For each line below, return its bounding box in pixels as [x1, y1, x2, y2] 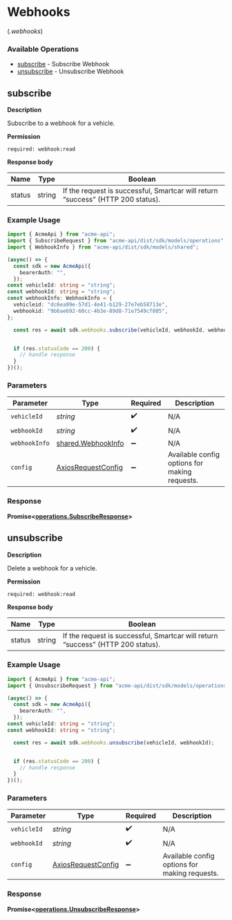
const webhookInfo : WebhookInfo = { [7, 295, 113, 302]
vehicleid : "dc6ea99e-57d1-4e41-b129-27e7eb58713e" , [13, 301, 168, 308]
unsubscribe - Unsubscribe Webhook [17, 67, 124, 76]
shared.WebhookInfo [56, 439, 124, 448]
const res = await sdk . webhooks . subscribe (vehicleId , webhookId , [13, 326, 206, 334]
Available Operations [7, 44, 79, 54]
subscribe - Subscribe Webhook [17, 60, 110, 68]
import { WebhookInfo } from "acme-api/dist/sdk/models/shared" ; [7, 244, 199, 251]
